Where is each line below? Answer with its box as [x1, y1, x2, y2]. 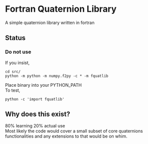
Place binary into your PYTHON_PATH [5, 82, 82, 88]
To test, [5, 87, 21, 93]
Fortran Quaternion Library [5, 3, 117, 15]
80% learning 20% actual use [5, 123, 65, 129]
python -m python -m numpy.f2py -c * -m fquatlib [5, 73, 109, 78]
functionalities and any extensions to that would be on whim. [5, 133, 127, 139]
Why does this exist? [5, 110, 70, 119]
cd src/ [5, 69, 21, 74]
